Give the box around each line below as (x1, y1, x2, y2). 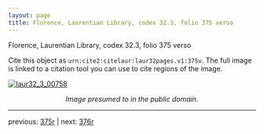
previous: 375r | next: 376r (8, 117, 94, 126)
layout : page (8, 11, 51, 20)
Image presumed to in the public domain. (65, 94, 199, 103)
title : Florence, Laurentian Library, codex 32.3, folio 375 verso (8, 19, 234, 27)
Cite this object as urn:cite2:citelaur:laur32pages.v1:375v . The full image (8, 56, 252, 65)
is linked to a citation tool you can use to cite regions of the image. (8, 63, 223, 73)
